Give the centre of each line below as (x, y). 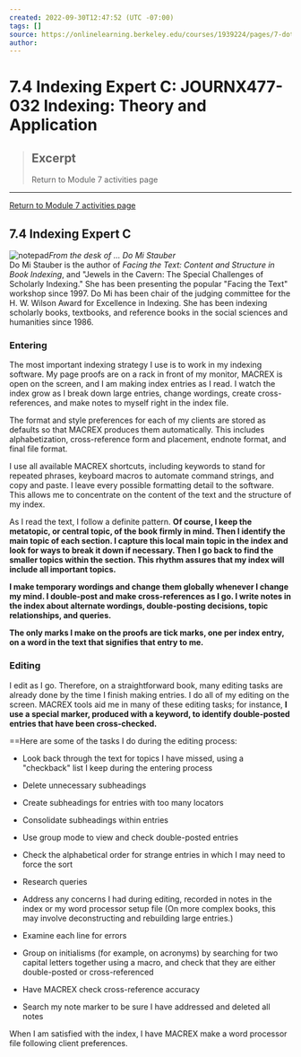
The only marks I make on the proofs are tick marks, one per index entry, (147, 633)
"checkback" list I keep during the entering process (117, 767)
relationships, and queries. (60, 616)
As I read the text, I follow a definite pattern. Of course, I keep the (131, 522)
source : (24, 34)
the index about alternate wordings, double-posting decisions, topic (139, 606)
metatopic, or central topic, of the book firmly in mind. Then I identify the (147, 531)
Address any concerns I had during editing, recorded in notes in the (147, 899)
